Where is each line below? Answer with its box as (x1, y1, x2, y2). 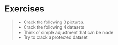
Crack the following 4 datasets (23, 24, 85, 30)
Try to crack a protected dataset (23, 34, 88, 40)
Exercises (4, 3, 45, 14)
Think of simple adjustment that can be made (23, 29, 114, 35)
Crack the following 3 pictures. (23, 19, 85, 25)
